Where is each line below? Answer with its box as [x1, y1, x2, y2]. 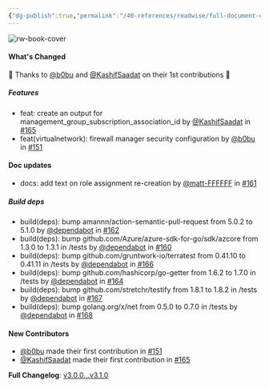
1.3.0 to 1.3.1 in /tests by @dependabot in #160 [19, 242, 172, 252]
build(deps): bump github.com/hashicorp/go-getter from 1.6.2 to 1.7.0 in [19, 267, 256, 277]
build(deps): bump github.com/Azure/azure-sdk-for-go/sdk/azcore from [19, 234, 259, 243]
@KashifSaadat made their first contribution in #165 [19, 355, 191, 365]
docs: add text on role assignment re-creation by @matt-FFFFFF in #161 [19, 178, 257, 188]
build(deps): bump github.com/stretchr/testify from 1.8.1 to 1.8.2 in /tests [19, 285, 258, 294]
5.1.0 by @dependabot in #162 [19, 225, 120, 234]
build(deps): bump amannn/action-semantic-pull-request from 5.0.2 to [19, 217, 253, 226]
